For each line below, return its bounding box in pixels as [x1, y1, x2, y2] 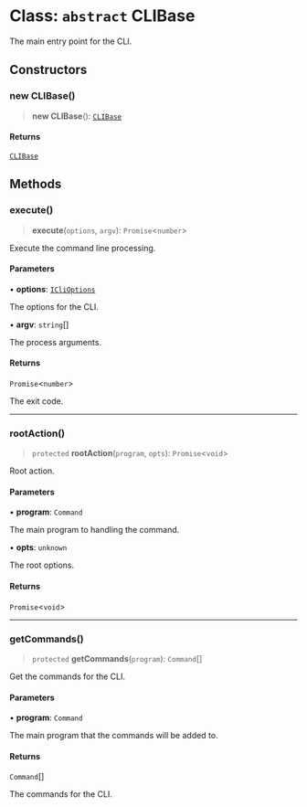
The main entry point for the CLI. [9, 36, 132, 47]
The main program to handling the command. [9, 525, 180, 536]
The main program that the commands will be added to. [9, 730, 218, 741]
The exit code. [9, 395, 64, 407]
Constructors [9, 62, 88, 78]
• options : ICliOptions [9, 283, 96, 294]
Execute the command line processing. [9, 242, 156, 253]
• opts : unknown [9, 542, 68, 553]
